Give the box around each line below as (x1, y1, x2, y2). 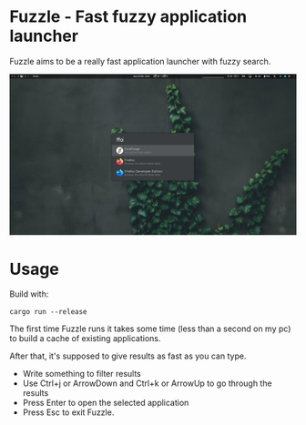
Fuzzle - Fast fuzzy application (9, 6, 248, 27)
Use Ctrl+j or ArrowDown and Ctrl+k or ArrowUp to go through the (22, 378, 272, 389)
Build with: (9, 288, 49, 299)
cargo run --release (9, 308, 88, 317)
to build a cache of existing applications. (9, 333, 161, 344)
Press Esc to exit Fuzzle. (22, 407, 115, 418)
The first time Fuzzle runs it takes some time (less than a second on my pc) (9, 323, 291, 334)
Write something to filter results (22, 369, 141, 379)
